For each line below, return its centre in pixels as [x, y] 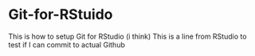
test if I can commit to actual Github [67, 44]
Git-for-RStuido [61, 15]
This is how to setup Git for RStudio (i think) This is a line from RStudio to [127, 36]
